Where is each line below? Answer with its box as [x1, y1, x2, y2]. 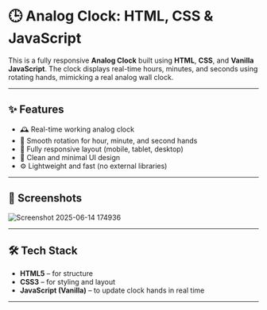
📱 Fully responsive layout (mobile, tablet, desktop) [19, 144, 184, 154]
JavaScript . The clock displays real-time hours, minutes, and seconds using [8, 63, 258, 73]
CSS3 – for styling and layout [19, 277, 116, 287]
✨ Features [8, 103, 64, 117]
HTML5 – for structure [19, 269, 94, 278]
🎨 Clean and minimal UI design [19, 152, 121, 162]
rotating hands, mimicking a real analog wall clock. [8, 72, 174, 82]
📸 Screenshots [8, 192, 83, 205]
